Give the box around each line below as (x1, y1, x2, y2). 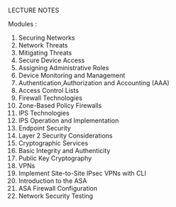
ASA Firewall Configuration (18, 184, 98, 192)
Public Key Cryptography (18, 154, 92, 162)
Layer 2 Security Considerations (18, 131, 113, 140)
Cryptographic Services (18, 139, 89, 147)
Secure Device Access (18, 56, 85, 65)
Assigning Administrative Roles (18, 64, 109, 72)
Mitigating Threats (18, 49, 72, 57)
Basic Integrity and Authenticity (18, 147, 111, 155)
